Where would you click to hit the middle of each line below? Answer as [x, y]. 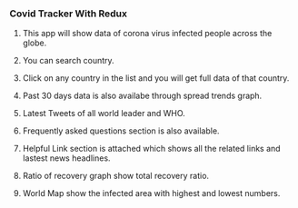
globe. [35, 43]
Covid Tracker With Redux [68, 14]
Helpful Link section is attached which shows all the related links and [151, 149]
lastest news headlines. [66, 158]
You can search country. [69, 61]
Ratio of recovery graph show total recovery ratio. [116, 176]
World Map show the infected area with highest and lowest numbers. [151, 193]
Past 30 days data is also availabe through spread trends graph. [142, 96]
